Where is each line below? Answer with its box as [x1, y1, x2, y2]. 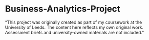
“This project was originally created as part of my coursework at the [5, 19, 142, 25]
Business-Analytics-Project [5, 3, 121, 14]
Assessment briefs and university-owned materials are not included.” [5, 29, 144, 35]
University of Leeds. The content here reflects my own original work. [5, 24, 144, 30]
